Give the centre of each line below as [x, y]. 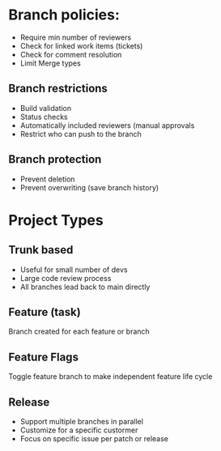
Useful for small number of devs [74, 270]
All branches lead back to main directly [85, 287]
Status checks [44, 117]
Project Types [56, 220]
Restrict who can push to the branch [81, 134]
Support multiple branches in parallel [82, 421]
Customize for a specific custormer [79, 430]
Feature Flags [44, 357]
